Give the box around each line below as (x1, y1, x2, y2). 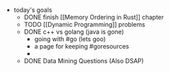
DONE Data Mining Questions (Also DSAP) (23, 57, 145, 64)
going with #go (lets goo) (34, 35, 106, 43)
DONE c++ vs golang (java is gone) (23, 27, 125, 36)
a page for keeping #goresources (34, 43, 129, 50)
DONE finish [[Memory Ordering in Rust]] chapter (23, 13, 164, 21)
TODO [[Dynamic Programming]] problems (23, 21, 146, 28)
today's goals (13, 6, 53, 14)
